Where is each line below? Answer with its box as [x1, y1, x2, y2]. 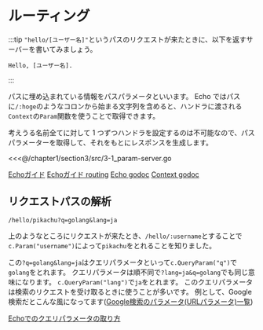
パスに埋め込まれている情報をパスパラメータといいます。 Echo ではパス [8, 91, 241, 101]
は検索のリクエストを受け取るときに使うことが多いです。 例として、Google [8, 287, 253, 296]
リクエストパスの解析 [8, 195, 111, 208]
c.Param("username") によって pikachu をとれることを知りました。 [8, 240, 217, 250]
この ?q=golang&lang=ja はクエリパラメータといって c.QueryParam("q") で [8, 257, 238, 267]
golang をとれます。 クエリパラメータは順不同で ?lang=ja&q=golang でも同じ [8, 267, 249, 277]
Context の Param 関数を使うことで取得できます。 [8, 111, 160, 120]
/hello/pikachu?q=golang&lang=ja [8, 216, 118, 224]
